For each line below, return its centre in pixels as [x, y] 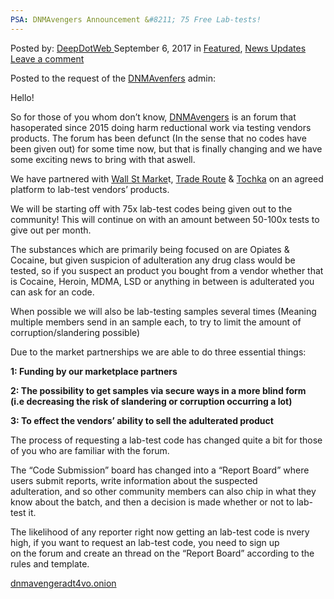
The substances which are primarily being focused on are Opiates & [150, 249]
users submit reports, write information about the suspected [134, 480]
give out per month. [51, 230]
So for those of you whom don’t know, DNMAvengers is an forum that [153, 117]
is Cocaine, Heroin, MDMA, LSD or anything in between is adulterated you [162, 281]
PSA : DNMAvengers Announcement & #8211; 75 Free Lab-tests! [136, 19]
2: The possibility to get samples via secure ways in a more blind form [158, 390]
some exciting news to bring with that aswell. [103, 159]
